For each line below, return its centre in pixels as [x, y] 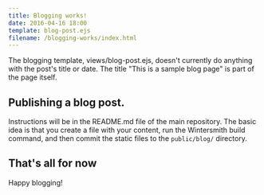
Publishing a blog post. [67, 102]
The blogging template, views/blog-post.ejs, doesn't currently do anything [130, 60]
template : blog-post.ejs [49, 30]
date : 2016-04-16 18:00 [48, 23]
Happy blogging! [35, 182]
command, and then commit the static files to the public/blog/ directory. [128, 138]
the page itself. [33, 77]
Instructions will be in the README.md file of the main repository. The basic [132, 122]
